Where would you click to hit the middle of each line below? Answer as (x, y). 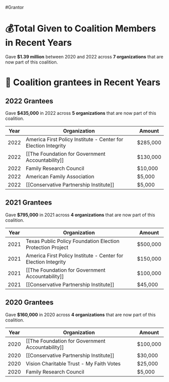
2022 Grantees (29, 101)
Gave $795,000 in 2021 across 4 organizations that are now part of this (80, 215)
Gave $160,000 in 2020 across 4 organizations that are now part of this (80, 314)
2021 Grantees (29, 203)
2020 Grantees (29, 303)
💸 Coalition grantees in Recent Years (83, 82)
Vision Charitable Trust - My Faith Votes (73, 363)
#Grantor (15, 7)
